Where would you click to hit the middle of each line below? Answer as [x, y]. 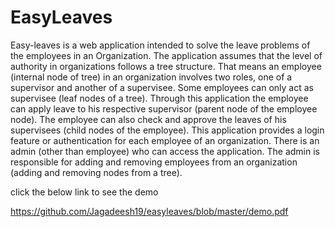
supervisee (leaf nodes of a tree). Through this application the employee [159, 98]
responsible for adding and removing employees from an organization [154, 162]
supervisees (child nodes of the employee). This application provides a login [167, 130]
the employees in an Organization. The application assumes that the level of [166, 55]
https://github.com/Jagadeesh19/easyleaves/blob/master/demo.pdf [149, 211]
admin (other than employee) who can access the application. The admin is [165, 151]
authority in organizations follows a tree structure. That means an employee [166, 66]
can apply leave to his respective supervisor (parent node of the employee [164, 108]
